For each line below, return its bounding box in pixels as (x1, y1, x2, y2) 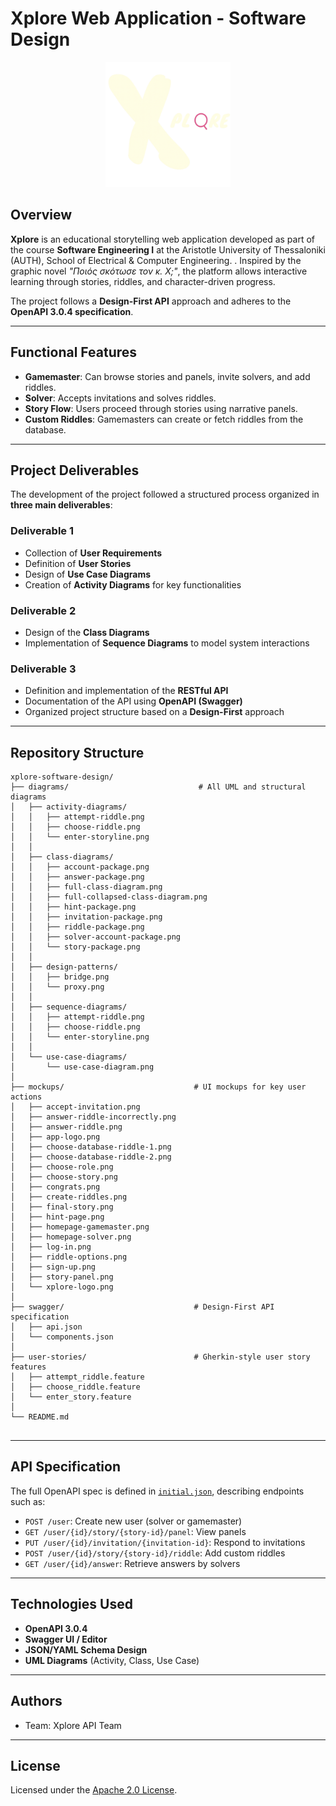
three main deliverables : (10, 499, 113, 511)
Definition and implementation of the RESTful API (24, 685, 229, 697)
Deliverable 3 (10, 662, 77, 676)
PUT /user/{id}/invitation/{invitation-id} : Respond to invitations (24, 1536, 306, 1548)
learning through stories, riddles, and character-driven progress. (10, 275, 276, 287)
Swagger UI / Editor (24, 1633, 108, 1645)
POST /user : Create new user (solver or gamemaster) (24, 1515, 243, 1527)
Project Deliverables (10, 462, 140, 479)
